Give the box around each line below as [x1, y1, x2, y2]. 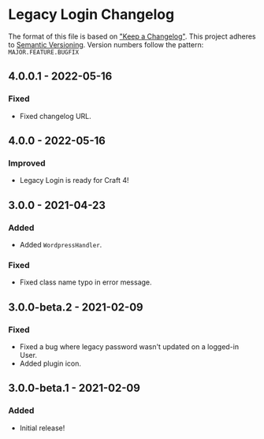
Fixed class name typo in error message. [19, 277, 152, 287]
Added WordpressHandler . [19, 240, 102, 249]
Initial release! [19, 423, 65, 433]
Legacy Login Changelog [8, 6, 175, 24]
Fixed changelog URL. [19, 111, 92, 121]
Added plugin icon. [19, 359, 81, 368]
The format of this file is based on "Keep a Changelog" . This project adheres [8, 32, 256, 41]
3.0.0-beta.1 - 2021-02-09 [8, 381, 140, 395]
